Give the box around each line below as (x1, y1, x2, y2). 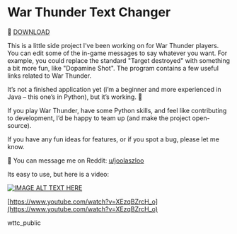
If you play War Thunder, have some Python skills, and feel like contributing (7, 106, 227, 115)
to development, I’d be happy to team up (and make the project (7, 114, 191, 122)
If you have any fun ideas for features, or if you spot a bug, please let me (7, 135, 219, 144)
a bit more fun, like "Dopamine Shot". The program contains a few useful (7, 64, 219, 72)
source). (7, 121, 32, 129)
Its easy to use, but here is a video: (7, 170, 110, 178)
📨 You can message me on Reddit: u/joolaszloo (7, 156, 144, 165)
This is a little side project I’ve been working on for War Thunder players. (7, 41, 219, 49)
